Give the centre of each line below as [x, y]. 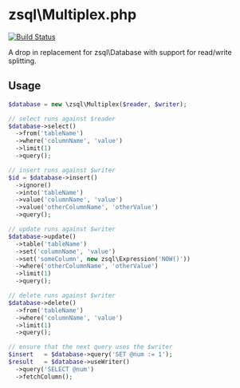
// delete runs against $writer [62, 295]
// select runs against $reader [62, 119]
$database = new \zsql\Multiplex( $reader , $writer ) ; [98, 104]
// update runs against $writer [62, 229]
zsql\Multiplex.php [73, 15]
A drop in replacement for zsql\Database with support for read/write [120, 52]
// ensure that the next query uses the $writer [90, 347]
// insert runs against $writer [62, 170]
